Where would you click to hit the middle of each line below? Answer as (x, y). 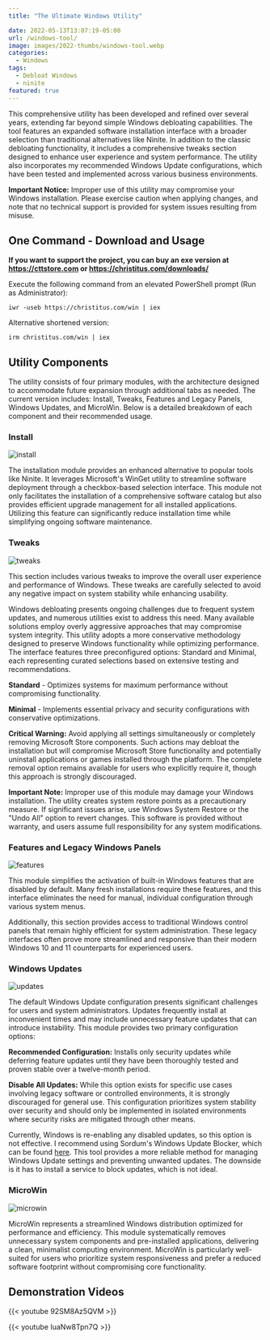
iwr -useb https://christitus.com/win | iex (84, 308)
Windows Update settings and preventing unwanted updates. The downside (135, 1160)
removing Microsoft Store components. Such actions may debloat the (124, 742)
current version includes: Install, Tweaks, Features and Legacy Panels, (125, 399)
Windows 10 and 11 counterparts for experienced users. (101, 948)
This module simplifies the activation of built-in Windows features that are (131, 881)
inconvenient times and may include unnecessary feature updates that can (133, 1019)
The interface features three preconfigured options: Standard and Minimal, (133, 652)
